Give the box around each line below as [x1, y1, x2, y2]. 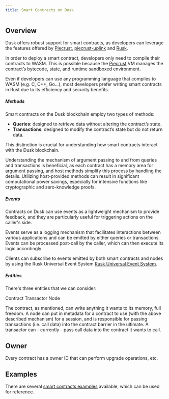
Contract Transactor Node [5, 295, 60, 301]
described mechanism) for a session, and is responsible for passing [5, 316, 148, 322]
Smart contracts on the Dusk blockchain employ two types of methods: [5, 111, 155, 117]
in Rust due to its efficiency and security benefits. [5, 87, 109, 93]
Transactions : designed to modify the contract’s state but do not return [12, 126, 163, 132]
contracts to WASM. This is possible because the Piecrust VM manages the [5, 61, 164, 67]
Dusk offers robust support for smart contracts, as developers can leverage [5, 40, 164, 46]
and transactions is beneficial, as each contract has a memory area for [5, 163, 154, 169]
